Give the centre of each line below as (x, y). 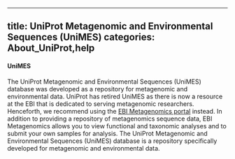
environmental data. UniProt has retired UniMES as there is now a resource (115, 96)
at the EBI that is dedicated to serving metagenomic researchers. (101, 104)
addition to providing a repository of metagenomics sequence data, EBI (110, 119)
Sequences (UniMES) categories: (81, 37)
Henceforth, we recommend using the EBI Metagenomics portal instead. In (115, 111)
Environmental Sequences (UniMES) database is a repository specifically (112, 141)
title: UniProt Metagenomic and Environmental (110, 26)
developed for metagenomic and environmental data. (84, 148)
